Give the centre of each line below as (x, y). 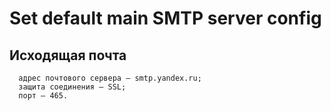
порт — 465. (43, 96)
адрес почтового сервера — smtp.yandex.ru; (110, 78)
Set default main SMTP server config (165, 18)
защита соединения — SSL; (72, 87)
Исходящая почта (68, 55)
